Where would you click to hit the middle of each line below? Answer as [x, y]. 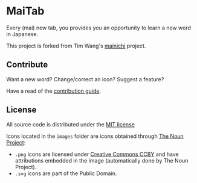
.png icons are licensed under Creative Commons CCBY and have [97, 154]
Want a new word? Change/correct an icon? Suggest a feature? [85, 79]
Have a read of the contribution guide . [54, 91]
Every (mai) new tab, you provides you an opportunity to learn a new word [99, 28]
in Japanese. [22, 34]
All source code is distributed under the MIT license [70, 124]
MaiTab [25, 11]
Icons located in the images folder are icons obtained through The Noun [95, 136]
